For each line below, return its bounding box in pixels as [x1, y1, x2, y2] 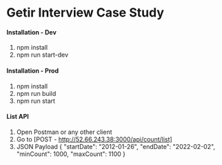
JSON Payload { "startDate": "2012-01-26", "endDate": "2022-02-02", [16, 142, 215, 151]
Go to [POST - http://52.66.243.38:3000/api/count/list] [16, 135, 173, 143]
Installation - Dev [6, 28, 57, 36]
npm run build [16, 89, 57, 97]
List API [6, 113, 29, 121]
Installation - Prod [6, 66, 59, 75]
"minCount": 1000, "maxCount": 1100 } [16, 150, 125, 158]
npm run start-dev [16, 50, 69, 59]
